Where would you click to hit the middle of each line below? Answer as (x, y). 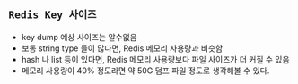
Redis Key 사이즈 (53, 15)
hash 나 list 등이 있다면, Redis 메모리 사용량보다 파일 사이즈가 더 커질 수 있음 (155, 59)
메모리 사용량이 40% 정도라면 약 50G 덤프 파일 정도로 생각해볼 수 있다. (145, 71)
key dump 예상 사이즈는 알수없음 (79, 37)
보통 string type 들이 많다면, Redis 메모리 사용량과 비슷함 (122, 48)
